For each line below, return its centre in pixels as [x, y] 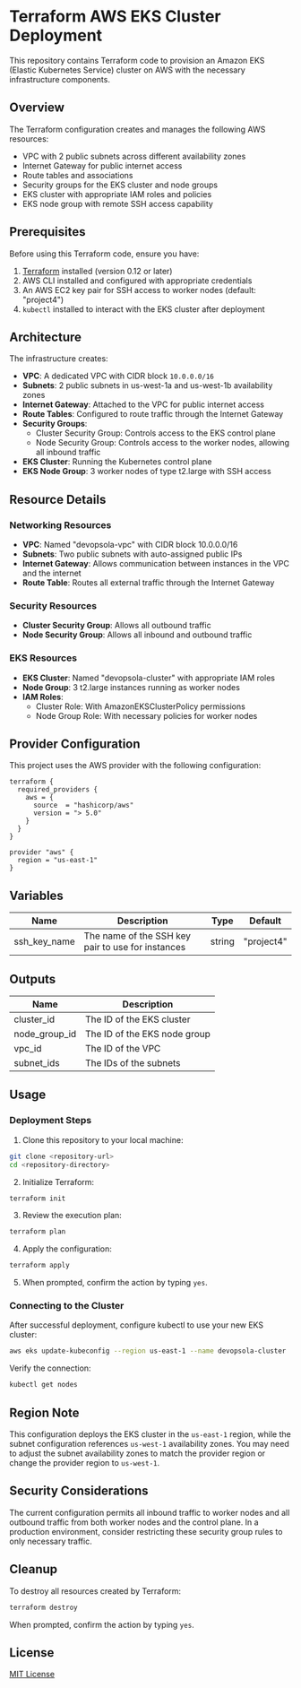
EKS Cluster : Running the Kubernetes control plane [117, 462]
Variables [37, 895]
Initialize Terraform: [58, 1182]
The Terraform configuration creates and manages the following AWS [138, 129]
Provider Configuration [75, 744]
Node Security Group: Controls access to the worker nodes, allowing [162, 443]
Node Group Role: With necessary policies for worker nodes [146, 715]
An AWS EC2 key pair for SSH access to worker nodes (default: [139, 290]
